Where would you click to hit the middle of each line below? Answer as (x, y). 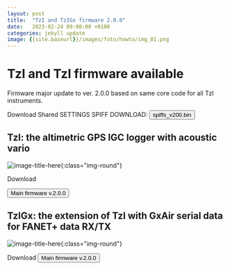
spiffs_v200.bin (172, 115)
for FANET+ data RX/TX (59, 227)
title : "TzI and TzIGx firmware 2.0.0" (67, 20)
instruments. (25, 101)
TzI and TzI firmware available (96, 74)
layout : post (26, 14)
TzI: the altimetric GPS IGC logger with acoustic (112, 137)
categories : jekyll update (46, 33)
